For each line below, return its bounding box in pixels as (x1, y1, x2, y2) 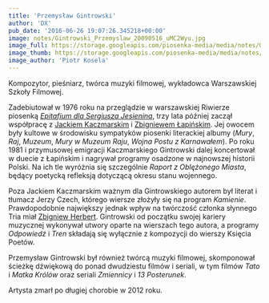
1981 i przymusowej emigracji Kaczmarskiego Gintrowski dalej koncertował (8, 145, 255, 155)
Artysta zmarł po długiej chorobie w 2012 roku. (8, 285, 163, 295)
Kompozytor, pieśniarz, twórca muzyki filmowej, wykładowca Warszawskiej (8, 78, 257, 88)
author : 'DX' (8, 19, 52, 27)
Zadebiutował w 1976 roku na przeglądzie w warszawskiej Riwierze (8, 102, 231, 112)
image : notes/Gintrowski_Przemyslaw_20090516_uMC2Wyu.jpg (8, 34, 206, 42)
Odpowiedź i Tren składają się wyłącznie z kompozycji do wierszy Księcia (8, 228, 252, 238)
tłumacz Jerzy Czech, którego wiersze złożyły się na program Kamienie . (8, 194, 247, 204)
